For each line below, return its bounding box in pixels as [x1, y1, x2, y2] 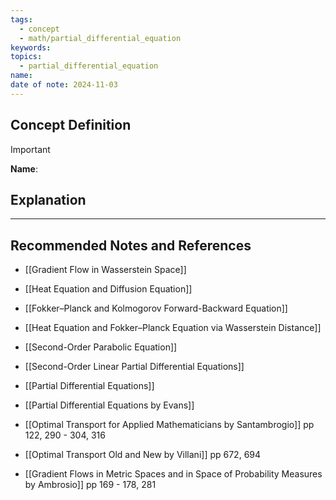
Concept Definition [10, 117, 132, 134]
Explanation [10, 191, 87, 208]
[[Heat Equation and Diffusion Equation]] [24, 283, 193, 295]
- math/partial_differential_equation [19, 33, 182, 43]
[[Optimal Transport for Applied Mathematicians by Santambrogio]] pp [24, 419, 315, 431]
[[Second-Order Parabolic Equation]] [24, 341, 178, 353]
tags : [10, 14, 33, 25]
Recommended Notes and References [10, 237, 252, 254]
